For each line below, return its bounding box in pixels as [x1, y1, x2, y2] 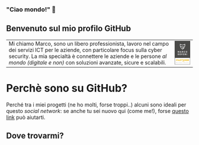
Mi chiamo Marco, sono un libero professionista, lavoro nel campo [8, 40, 169, 47]
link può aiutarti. [6, 114, 46, 121]
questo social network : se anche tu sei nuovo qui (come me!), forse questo [6, 107, 190, 114]
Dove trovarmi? [6, 131, 64, 141]
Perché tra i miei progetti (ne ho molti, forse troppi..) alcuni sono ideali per [6, 101, 187, 108]
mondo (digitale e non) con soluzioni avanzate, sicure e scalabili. [8, 59, 166, 66]
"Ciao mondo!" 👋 [6, 5, 56, 14]
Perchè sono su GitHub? [6, 82, 127, 95]
